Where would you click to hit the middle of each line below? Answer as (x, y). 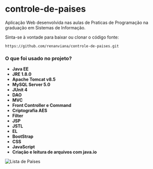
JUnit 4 (20, 90)
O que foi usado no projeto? (39, 58)
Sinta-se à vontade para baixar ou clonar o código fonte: (62, 37)
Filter (18, 116)
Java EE (20, 69)
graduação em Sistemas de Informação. (45, 27)
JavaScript (23, 147)
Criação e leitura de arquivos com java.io (54, 152)
